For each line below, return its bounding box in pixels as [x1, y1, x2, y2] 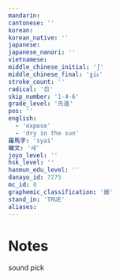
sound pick [8, 263, 45, 273]
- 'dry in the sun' [15, 129, 80, 137]
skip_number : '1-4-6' [8, 93, 80, 100]
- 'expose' [15, 122, 51, 130]
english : [8, 115, 37, 123]
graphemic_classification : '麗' [8, 187, 114, 196]
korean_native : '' [8, 33, 69, 42]
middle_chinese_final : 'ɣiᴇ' [8, 70, 103, 78]
